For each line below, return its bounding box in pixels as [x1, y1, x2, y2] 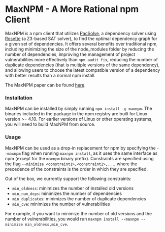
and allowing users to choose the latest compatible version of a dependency [5, 67, 160, 73]
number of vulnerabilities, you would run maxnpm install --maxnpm [5, 216, 139, 222]
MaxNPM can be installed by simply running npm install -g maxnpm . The [5, 105, 153, 112]
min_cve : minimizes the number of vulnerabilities [12, 201, 110, 207]
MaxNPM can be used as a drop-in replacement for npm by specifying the [5, 145, 156, 151]
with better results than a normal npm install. [5, 72, 96, 78]
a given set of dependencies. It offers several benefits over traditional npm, [5, 41, 158, 46]
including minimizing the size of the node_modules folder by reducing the [5, 46, 154, 52]
